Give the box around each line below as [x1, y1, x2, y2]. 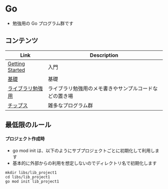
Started [7, 66, 25, 73]
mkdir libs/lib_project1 [5, 170, 57, 175]
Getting [7, 60, 25, 67]
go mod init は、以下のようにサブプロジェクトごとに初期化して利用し [12, 148, 155, 154]
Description [89, 51, 118, 58]
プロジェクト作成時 [5, 135, 45, 141]
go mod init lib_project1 [5, 179, 59, 184]
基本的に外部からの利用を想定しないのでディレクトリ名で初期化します [12, 160, 157, 166]
